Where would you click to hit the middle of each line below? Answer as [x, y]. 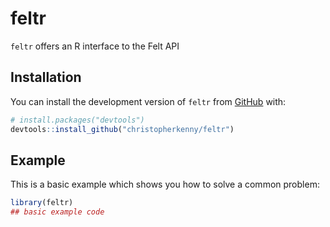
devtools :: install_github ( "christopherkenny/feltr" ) [122, 129]
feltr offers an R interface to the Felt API [95, 46]
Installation [46, 77]
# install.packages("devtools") [77, 120]
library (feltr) [42, 203]
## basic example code [57, 212]
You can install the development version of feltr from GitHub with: [148, 101]
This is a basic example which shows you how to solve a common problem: [165, 184]
